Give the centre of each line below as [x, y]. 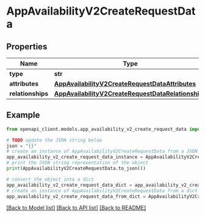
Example [23, 115]
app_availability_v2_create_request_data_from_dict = [76, 196]
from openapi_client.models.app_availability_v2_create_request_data [97, 129]
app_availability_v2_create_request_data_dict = [69, 185]
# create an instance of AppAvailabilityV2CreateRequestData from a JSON [102, 151]
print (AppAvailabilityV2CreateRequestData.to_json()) [76, 168]
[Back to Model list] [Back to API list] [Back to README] [76, 208]
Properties [27, 46]
